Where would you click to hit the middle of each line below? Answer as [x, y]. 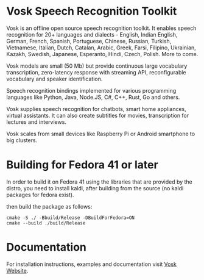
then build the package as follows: [49, 206]
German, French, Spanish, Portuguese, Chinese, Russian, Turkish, [89, 41]
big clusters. [22, 140]
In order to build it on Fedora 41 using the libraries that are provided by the [100, 182]
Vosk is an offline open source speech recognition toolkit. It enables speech [101, 28]
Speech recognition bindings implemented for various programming [91, 90]
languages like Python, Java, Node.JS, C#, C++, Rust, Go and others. [93, 97]
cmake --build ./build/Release [46, 223]
